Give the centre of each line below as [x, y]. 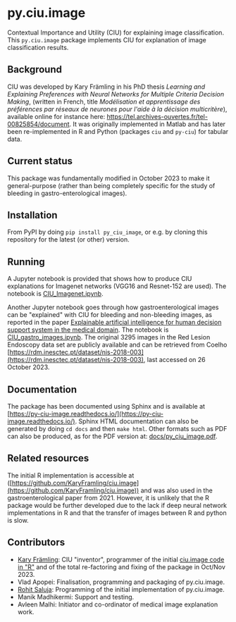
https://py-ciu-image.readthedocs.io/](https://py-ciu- [87, 414]
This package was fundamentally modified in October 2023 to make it [108, 178]
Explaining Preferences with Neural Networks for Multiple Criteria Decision [116, 94]
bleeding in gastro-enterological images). [67, 193]
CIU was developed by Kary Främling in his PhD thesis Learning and [106, 87]
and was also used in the [176, 490]
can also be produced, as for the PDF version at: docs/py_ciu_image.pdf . [112, 436]
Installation [32, 215]
